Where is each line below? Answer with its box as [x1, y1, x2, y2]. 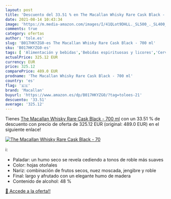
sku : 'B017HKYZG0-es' [5, 45, 51, 50]
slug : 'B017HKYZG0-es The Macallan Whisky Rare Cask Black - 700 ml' [5, 41, 156, 46]
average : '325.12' [5, 102, 44, 107]
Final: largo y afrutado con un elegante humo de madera [12, 173, 131, 179]
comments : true [5, 26, 38, 31]
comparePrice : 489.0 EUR [5, 69, 58, 74]
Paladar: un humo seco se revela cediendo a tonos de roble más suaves [12, 157, 164, 163]
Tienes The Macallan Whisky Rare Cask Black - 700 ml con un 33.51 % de [5, 116, 160, 122]
